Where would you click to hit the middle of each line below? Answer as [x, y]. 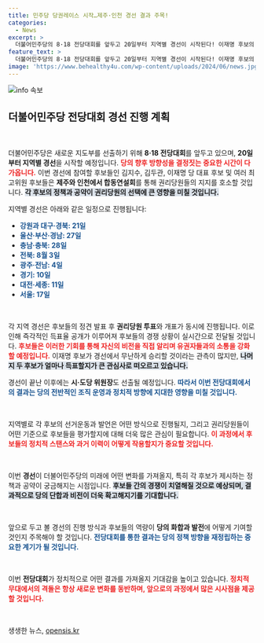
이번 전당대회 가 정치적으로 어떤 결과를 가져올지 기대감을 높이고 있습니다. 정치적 [129, 579]
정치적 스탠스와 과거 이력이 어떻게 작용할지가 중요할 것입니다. [121, 443]
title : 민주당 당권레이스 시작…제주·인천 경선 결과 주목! [88, 15]
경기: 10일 [35, 274]
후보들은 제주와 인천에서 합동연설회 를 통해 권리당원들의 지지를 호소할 [134, 182]
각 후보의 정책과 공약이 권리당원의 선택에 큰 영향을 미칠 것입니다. [122, 192]
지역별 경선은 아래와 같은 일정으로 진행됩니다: [77, 208]
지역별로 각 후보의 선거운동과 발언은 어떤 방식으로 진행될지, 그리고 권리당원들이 [129, 424]
